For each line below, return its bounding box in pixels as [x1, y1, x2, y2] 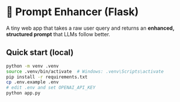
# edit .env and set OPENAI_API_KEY [6, 85, 96, 91]
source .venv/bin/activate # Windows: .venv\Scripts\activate [6, 68, 164, 75]
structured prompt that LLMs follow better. [6, 30, 110, 37]
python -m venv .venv [6, 63, 59, 69]
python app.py [6, 90, 41, 96]
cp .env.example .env [6, 79, 59, 85]
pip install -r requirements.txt [6, 74, 88, 80]
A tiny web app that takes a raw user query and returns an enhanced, [6, 24, 175, 31]
